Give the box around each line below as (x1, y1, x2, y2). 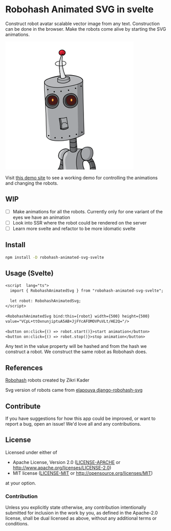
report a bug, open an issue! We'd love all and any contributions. (5, 421, 142, 427)
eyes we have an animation (12, 214, 71, 220)
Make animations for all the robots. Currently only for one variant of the (12, 208, 163, 214)
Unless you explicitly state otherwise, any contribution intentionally (5, 504, 146, 511)
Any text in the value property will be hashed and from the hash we (5, 343, 147, 349)
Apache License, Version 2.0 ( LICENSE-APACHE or (12, 459, 121, 465)
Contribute (5, 402, 41, 410)
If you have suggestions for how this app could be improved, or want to (5, 415, 156, 422)
